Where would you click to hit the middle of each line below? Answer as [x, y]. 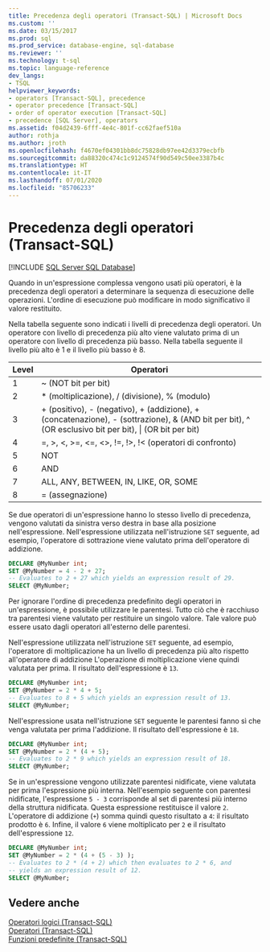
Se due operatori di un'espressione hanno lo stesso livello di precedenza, [130, 514]
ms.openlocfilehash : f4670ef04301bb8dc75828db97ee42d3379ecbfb [117, 150]
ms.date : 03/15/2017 [43, 31]
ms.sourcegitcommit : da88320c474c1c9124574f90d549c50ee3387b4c [117, 158]
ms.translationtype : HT [48, 166]
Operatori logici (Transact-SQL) [60, 922]
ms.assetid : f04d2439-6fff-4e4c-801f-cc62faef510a [95, 128]
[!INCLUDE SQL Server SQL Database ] [72, 267]
